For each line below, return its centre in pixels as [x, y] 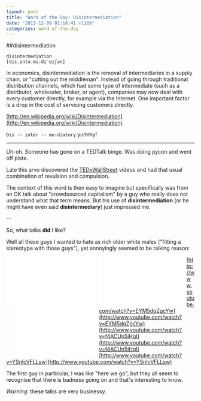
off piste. [17, 158]
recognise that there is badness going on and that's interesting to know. [95, 380]
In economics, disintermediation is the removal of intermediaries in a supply [99, 73]
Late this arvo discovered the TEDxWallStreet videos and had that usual [94, 170]
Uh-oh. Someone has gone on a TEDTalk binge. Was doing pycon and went [99, 152]
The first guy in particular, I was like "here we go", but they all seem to [92, 373]
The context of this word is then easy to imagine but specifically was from [97, 188]
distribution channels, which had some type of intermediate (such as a [93, 86]
